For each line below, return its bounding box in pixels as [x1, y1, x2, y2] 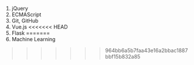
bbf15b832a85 [105, 53, 141, 60]
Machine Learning [11, 36, 56, 42]
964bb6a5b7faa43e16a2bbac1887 [105, 47, 188, 54]
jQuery [11, 5, 28, 12]
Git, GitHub [11, 17, 39, 24]
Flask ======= [11, 30, 50, 37]
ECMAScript [11, 11, 42, 18]
